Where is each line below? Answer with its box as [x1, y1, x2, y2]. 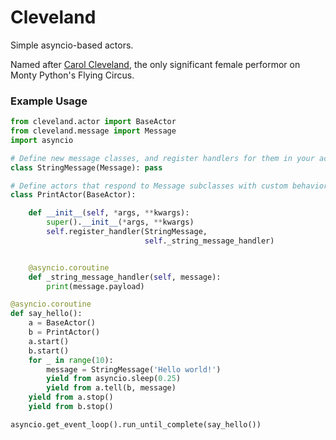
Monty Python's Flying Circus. [10, 69, 135, 81]
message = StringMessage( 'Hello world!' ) [46, 364, 222, 375]
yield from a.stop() [28, 392, 114, 403]
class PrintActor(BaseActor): [10, 190, 137, 200]
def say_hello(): [10, 309, 83, 319]
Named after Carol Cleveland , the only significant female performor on [10, 58, 301, 70]
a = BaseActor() [28, 318, 97, 328]
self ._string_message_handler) [144, 236, 275, 246]
